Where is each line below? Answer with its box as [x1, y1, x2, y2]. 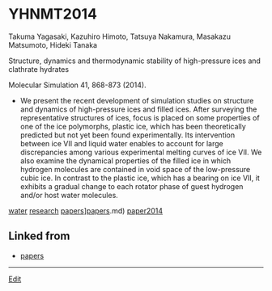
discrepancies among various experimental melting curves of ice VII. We [19, 147, 262, 157]
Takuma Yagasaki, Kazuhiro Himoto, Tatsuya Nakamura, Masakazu [8, 32, 232, 41]
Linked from [8, 230, 70, 243]
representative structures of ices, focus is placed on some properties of [19, 112, 261, 122]
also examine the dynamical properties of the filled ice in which [19, 155, 232, 166]
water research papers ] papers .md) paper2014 [8, 205, 164, 215]
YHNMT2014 [8, 5, 98, 23]
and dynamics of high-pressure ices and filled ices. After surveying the [19, 104, 257, 114]
